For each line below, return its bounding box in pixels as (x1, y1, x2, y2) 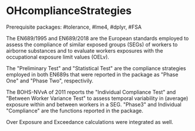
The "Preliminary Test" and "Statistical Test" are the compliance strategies (6, 64, 186, 71)
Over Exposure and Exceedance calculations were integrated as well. (6, 118, 173, 125)
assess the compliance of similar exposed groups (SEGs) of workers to (6, 41, 178, 48)
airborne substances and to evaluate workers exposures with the (6, 47, 163, 54)
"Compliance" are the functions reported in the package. (6, 107, 144, 114)
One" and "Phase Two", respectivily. (6, 77, 94, 84)
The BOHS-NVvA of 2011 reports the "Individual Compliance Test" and (6, 88, 176, 95)
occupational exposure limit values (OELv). (6, 53, 110, 60)
